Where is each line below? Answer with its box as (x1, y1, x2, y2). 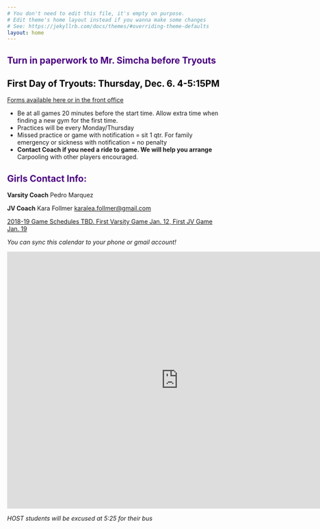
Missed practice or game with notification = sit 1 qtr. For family (16, 131, 193, 139)
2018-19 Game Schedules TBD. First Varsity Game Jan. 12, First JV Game (7, 217, 213, 226)
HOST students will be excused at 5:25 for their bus (7, 515, 152, 523)
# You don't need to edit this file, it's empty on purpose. (7, 10, 185, 17)
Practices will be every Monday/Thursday (16, 124, 135, 132)
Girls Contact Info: (7, 173, 88, 184)
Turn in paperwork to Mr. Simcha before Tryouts (7, 54, 217, 66)
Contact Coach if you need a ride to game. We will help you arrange (16, 145, 213, 154)
